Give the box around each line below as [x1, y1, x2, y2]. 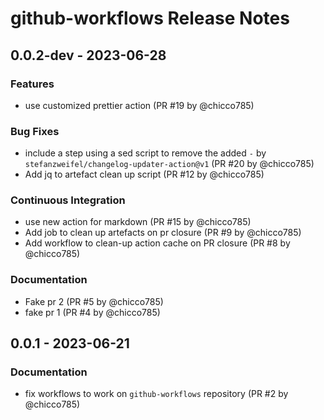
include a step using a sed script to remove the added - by [24, 147, 267, 159]
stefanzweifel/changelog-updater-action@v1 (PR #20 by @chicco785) [24, 158, 315, 170]
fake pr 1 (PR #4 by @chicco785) [24, 306, 161, 318]
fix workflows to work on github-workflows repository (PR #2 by [24, 388, 289, 400]
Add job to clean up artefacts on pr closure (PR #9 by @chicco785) [24, 227, 302, 239]
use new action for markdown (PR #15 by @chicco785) [24, 216, 252, 228]
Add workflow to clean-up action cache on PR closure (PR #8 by [24, 237, 291, 249]
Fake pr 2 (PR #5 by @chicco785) [24, 295, 164, 307]
